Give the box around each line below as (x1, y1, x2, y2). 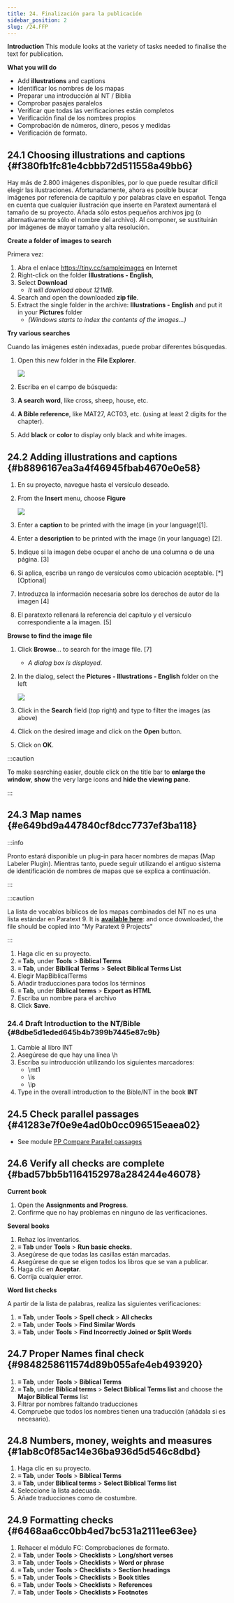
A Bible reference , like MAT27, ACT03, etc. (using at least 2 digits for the (17, 410, 227, 418)
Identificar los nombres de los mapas (17, 85, 124, 93)
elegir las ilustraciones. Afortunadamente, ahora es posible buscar (7, 186, 198, 194)
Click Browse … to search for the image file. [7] (17, 645, 152, 653)
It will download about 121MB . (27, 286, 114, 294)
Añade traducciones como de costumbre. (17, 1494, 138, 1502)
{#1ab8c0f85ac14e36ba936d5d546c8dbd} (7, 1445, 201, 1457)
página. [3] (17, 555, 50, 563)
